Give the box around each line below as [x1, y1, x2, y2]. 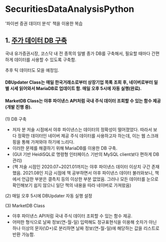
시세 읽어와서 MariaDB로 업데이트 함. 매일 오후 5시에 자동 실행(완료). [10, 86, 142, 92]
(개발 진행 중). [5, 104, 32, 110]
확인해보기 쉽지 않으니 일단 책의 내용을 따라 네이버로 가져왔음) [12, 182, 132, 188]
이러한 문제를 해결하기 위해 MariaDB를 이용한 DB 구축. [12, 145, 118, 151]
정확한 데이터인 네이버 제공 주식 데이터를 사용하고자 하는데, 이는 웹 [17, 133, 146, 139]
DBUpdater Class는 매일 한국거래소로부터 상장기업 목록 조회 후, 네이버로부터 [5, 79, 153, 85]
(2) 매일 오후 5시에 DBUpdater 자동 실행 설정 [5, 193, 92, 198]
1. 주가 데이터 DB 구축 [5, 36, 67, 45]
